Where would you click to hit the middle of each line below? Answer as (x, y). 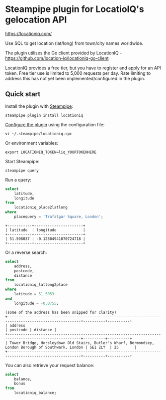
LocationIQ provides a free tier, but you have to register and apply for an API (83, 68)
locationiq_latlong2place (41, 285)
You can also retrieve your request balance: (50, 365)
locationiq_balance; (35, 393)
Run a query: (18, 180)
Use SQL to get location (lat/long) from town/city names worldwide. (74, 43)
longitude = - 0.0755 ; (36, 303)
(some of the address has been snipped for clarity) (61, 312)
